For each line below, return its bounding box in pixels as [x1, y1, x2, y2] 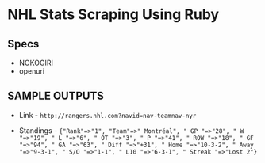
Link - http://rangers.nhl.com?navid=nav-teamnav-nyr [18, 110, 197, 119]
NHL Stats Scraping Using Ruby [7, 6, 220, 24]
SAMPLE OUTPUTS [7, 89, 105, 103]
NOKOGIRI [18, 58, 53, 67]
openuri [18, 66, 45, 76]
